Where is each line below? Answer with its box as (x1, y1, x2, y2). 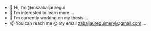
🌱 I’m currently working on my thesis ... (9, 15, 88, 20)
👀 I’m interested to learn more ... (9, 10, 75, 15)
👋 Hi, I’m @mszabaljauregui (9, 5, 65, 10)
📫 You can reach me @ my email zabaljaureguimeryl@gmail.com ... (9, 20, 147, 26)
